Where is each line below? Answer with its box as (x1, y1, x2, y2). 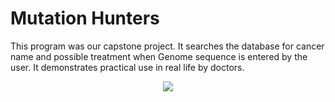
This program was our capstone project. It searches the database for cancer (10, 40, 325, 52)
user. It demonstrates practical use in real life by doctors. (10, 61, 245, 73)
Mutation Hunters (10, 7, 160, 30)
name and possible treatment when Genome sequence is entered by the (10, 50, 308, 62)
